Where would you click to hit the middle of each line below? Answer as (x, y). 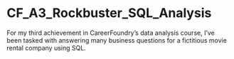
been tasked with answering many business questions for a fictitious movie (117, 40)
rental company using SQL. (46, 48)
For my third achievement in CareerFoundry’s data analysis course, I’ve (111, 33)
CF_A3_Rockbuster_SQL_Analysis (109, 13)
